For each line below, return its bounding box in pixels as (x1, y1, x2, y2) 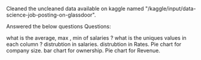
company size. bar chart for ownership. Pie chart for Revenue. (6, 47, 161, 54)
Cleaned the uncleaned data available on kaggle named (6, 5, 144, 12)
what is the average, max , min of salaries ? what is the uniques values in (6, 34, 187, 41)
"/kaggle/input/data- (145, 5, 196, 12)
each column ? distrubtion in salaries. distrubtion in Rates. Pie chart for (6, 41, 182, 48)
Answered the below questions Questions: (6, 23, 111, 30)
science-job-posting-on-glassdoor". (6, 11, 96, 18)
